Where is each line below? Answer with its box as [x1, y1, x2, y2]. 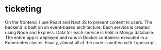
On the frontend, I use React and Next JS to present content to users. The [5, 19, 153, 25]
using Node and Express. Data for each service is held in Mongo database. [5, 29, 155, 35]
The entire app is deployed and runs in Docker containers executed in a [5, 35, 148, 40]
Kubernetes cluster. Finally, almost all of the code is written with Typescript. [5, 39, 156, 45]
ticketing [5, 3, 42, 14]
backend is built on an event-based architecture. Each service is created [5, 24, 150, 30]
